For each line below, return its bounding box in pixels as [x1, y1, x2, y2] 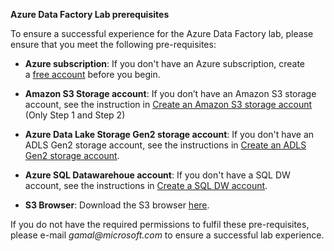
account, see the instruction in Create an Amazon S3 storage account [24, 99, 313, 110]
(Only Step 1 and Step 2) [24, 109, 126, 121]
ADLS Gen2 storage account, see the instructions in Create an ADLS [24, 139, 307, 151]
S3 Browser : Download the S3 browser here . [24, 199, 210, 211]
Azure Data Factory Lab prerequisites [10, 9, 170, 20]
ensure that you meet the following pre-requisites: [10, 39, 217, 50]
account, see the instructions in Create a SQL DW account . [24, 180, 268, 191]
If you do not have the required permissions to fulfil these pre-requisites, [10, 219, 310, 230]
